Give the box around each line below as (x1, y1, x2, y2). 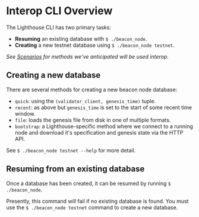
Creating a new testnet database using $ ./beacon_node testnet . (14, 42, 175, 49)
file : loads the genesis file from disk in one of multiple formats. (14, 116, 171, 123)
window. (14, 110, 36, 117)
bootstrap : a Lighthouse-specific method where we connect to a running (14, 123, 193, 130)
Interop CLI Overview (6, 4, 113, 18)
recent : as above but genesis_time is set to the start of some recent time (14, 104, 192, 111)
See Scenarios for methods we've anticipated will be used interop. (6, 53, 169, 60)
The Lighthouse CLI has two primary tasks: (6, 24, 112, 31)
